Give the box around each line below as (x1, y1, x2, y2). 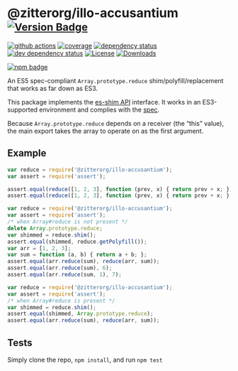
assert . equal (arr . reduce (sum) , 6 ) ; (7, 264, 113, 271)
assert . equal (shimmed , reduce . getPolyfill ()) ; (7, 238, 147, 245)
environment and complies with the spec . (38, 105, 160, 114)
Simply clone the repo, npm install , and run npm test (7, 355, 163, 364)
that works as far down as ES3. (7, 84, 98, 92)
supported (7, 105, 38, 114)
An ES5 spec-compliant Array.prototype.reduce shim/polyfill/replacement (7, 76, 224, 85)
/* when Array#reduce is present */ (7, 297, 115, 304)
